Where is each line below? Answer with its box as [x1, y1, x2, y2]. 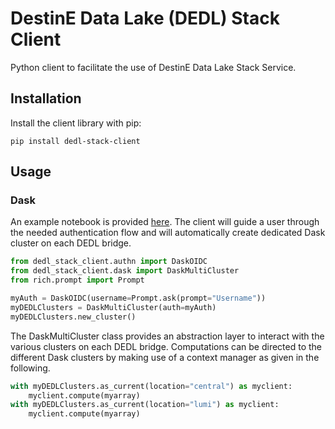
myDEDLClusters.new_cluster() [10, 312, 137, 322]
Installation [10, 90, 82, 107]
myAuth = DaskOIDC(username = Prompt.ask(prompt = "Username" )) [10, 293, 267, 304]
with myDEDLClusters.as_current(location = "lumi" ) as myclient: [10, 400, 280, 410]
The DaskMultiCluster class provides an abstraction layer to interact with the [10, 330, 325, 342]
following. [10, 362, 51, 374]
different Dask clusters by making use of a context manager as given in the [10, 351, 320, 363]
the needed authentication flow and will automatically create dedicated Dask [10, 227, 326, 239]
